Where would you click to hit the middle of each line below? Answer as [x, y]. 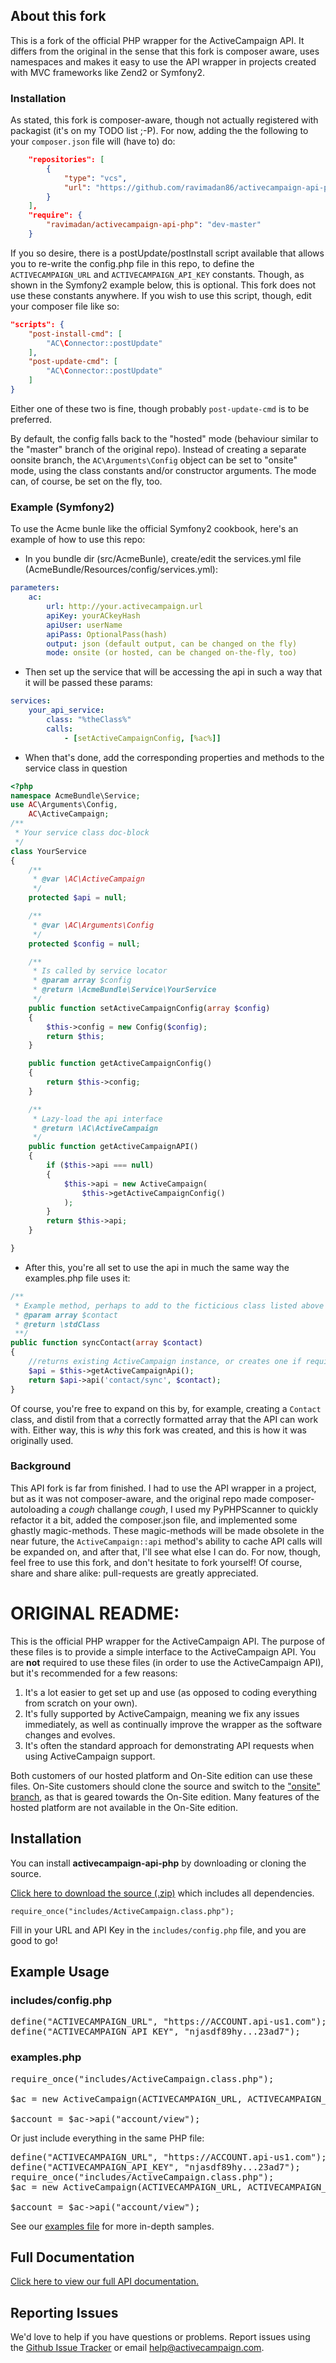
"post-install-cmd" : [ [75, 334]
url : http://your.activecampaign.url [124, 607]
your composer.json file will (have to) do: [93, 141]
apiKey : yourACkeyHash [93, 615]
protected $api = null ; [78, 898]
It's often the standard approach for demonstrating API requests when [169, 1745]
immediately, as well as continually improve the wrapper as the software [173, 1724]
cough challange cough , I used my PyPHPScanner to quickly [193, 1509]
